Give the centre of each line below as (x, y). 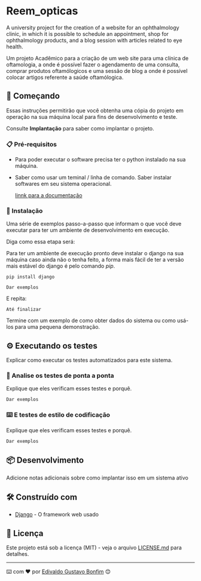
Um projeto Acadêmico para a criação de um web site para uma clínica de (98, 58)
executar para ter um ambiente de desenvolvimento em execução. (88, 230)
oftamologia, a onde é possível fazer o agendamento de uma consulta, (93, 65)
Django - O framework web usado (57, 515)
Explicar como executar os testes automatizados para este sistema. (89, 360)
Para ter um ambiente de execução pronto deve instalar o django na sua (95, 253)
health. (15, 47)
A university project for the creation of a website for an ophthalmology (93, 27)
